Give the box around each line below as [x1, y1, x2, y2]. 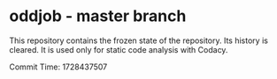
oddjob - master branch [9, 6, 187, 26]
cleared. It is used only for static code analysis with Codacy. [9, 44, 228, 54]
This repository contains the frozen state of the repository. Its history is [9, 35, 268, 46]
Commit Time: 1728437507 [9, 61, 108, 72]
